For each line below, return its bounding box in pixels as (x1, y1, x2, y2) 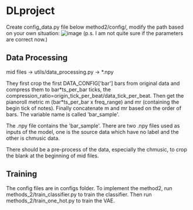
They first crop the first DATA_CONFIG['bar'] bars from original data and (6, 80, 180, 87)
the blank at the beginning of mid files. (6, 152, 99, 159)
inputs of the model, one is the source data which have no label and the (6, 128, 179, 135)
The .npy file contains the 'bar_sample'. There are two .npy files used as (6, 122, 180, 129)
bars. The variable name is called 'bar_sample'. (6, 111, 120, 118)
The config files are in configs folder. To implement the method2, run (6, 184, 172, 191)
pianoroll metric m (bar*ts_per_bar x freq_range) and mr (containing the (6, 98, 180, 105)
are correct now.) (6, 36, 48, 43)
